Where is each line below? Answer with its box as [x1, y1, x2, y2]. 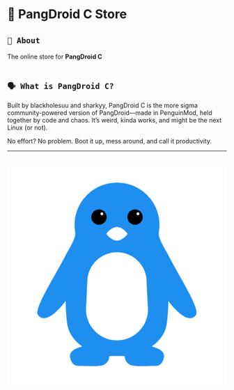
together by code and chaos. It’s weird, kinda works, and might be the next [7, 116, 222, 124]
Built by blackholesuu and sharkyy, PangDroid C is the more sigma [7, 101, 198, 109]
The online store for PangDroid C [7, 52, 102, 61]
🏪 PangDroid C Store [7, 6, 127, 22]
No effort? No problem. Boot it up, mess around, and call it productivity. [7, 136, 212, 145]
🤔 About [7, 35, 40, 45]
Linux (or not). [7, 123, 48, 132]
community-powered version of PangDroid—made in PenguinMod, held [7, 108, 212, 117]
